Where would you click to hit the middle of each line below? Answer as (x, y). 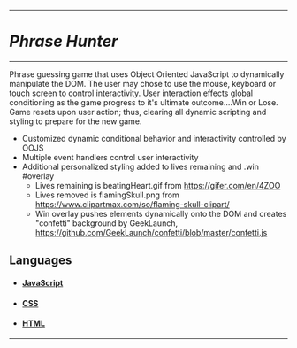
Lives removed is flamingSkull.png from (107, 195)
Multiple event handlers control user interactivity (110, 157)
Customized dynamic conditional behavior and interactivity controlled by (154, 138)
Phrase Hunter (64, 42)
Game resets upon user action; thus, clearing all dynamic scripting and (138, 112)
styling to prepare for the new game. (76, 121)
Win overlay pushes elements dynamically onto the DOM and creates (161, 213)
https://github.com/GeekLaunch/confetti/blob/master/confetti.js (151, 232)
